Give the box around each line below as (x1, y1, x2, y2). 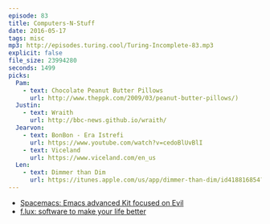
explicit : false (8, 49, 63, 57)
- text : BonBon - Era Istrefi (22, 131, 125, 139)
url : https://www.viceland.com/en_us (29, 153, 157, 161)
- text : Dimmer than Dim (22, 169, 106, 177)
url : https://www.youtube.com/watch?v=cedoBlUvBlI (29, 138, 203, 147)
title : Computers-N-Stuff (8, 19, 95, 27)
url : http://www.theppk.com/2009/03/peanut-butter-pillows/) (29, 94, 239, 102)
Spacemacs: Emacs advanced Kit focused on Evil (19, 198, 184, 207)
